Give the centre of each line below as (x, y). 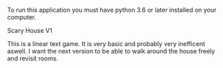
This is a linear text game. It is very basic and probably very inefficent (106, 44)
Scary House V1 (30, 31)
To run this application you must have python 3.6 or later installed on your (112, 10)
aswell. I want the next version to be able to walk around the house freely (111, 51)
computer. (22, 17)
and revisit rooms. (33, 58)
